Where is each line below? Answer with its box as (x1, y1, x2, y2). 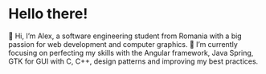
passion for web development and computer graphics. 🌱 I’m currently (8, 39, 239, 49)
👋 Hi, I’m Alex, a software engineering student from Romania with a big (8, 31, 243, 41)
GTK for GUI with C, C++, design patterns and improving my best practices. (8, 56, 259, 66)
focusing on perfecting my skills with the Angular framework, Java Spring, (8, 48, 254, 57)
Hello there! (8, 5, 88, 23)
